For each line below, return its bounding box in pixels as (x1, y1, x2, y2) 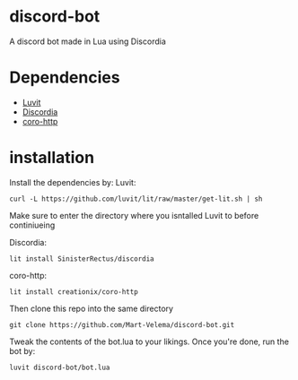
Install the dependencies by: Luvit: (9, 177, 136, 187)
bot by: (9, 345, 36, 356)
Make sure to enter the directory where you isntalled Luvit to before (9, 210, 259, 220)
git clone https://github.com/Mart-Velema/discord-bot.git (9, 320, 235, 329)
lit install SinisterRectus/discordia (9, 254, 154, 263)
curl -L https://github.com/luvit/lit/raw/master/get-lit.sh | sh (9, 194, 263, 203)
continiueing (9, 220, 56, 230)
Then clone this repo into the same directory (9, 303, 173, 314)
